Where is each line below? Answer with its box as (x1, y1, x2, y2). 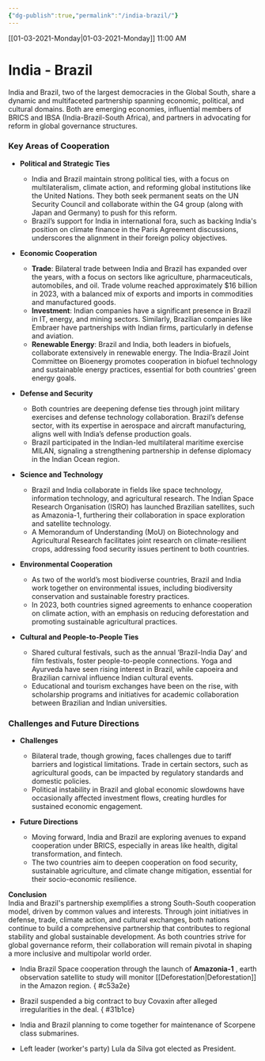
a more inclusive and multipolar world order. (8, 948, 152, 959)
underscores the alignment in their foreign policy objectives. (31, 233, 228, 242)
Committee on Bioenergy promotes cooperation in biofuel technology (31, 356, 258, 365)
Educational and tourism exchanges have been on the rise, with (31, 681, 239, 690)
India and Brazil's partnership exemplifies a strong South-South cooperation (8, 899, 256, 908)
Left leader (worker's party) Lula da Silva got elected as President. (19, 1044, 237, 1054)
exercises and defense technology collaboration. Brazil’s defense (31, 412, 244, 422)
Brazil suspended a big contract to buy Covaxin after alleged (19, 996, 218, 1006)
